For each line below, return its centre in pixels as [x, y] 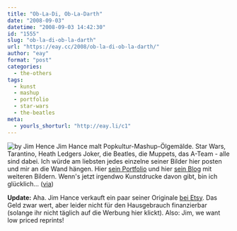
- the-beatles [34, 113]
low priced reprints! [36, 220]
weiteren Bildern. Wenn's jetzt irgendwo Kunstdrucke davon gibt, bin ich [112, 176]
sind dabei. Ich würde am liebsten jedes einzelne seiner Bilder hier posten [115, 161]
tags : [15, 80]
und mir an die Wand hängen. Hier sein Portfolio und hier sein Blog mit [110, 169]
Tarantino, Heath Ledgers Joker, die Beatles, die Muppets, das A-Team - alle [118, 154]
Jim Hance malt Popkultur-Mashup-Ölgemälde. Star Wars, [141, 146]
